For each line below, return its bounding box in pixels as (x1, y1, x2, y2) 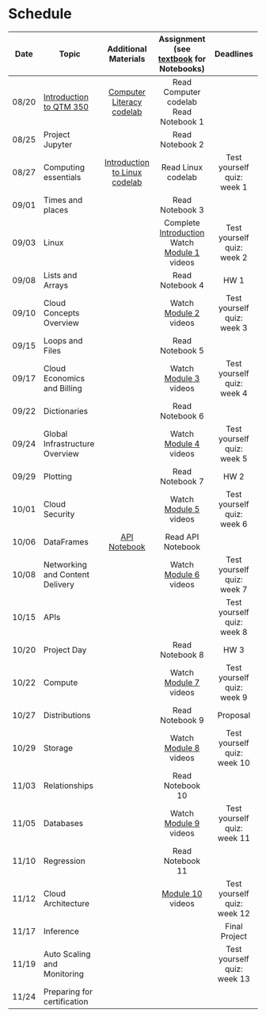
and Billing (43, 382, 83, 393)
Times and (43, 194, 83, 205)
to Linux (112, 166, 142, 178)
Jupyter (43, 139, 73, 150)
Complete (163, 217, 200, 228)
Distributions (43, 709, 91, 721)
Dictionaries (43, 405, 89, 416)
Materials (108, 53, 146, 64)
